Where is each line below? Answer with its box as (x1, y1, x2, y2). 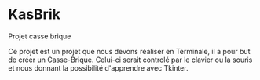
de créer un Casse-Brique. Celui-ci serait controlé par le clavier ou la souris (8, 55, 253, 64)
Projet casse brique (8, 31, 71, 41)
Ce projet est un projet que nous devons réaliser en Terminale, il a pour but (8, 46, 251, 56)
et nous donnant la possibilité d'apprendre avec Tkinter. (8, 63, 189, 72)
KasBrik (8, 5, 60, 24)
